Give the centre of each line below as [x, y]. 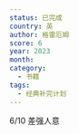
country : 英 [31, 26]
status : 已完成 [36, 18]
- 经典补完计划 [42, 93]
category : [28, 69]
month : [22, 60]
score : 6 [26, 43]
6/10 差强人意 [35, 120]
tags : [20, 85]
